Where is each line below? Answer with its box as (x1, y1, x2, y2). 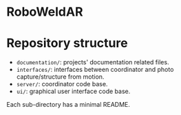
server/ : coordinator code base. (16, 80, 108, 88)
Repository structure (6, 36, 128, 51)
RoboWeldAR (6, 4, 83, 20)
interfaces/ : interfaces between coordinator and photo (16, 66, 174, 74)
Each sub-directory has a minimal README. (6, 101, 130, 109)
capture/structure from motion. (16, 73, 105, 81)
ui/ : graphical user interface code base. (16, 87, 131, 96)
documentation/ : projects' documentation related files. (16, 58, 169, 66)
